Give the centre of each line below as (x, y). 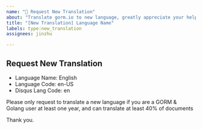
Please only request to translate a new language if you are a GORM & (92, 102)
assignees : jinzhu (29, 34)
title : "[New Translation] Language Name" (60, 23)
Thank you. (20, 119)
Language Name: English (46, 78)
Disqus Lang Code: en (42, 90)
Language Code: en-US (44, 84)
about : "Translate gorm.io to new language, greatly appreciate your (95, 17)
